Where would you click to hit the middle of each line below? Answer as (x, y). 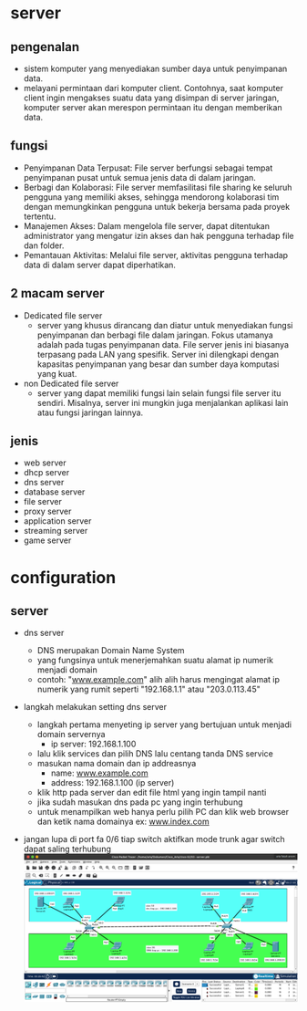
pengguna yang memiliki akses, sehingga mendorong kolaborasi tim (151, 197)
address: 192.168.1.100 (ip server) (113, 783)
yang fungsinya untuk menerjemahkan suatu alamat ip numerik (155, 661)
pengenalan (45, 47)
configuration (63, 577)
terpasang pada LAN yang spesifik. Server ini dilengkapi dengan (158, 354)
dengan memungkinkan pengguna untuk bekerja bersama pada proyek (157, 206)
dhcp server (46, 473)
